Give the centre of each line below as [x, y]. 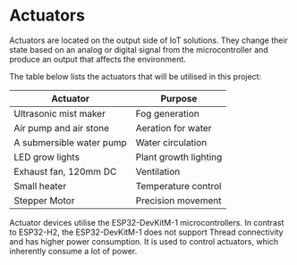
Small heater [40, 186]
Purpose [179, 98]
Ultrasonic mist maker [59, 113]
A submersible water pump [70, 142]
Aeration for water [174, 128]
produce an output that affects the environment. [98, 59]
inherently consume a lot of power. [73, 251]
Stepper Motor [44, 200]
